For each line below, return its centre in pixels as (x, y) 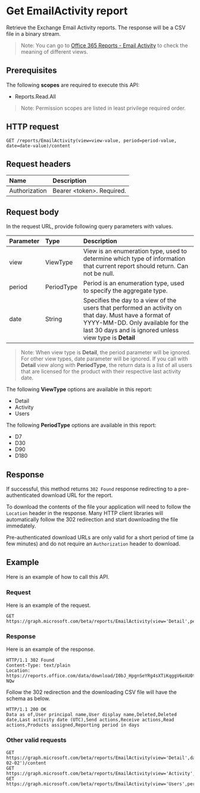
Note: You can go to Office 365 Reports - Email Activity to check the (104, 45)
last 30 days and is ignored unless (131, 331)
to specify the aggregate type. (125, 291)
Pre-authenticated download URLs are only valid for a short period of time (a (100, 537)
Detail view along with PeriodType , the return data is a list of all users (106, 365)
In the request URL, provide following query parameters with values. (90, 226)
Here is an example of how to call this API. (58, 576)
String (54, 319)
